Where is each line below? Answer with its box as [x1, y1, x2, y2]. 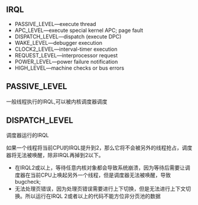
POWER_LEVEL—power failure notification [14, 58, 118, 65]
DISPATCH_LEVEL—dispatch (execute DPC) [14, 32, 122, 40]
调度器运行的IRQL [6, 132, 49, 139]
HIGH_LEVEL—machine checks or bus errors [14, 64, 125, 71]
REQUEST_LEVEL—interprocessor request [14, 51, 118, 58]
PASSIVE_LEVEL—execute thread [14, 20, 96, 27]
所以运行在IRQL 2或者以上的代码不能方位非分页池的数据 [25, 193, 161, 200]
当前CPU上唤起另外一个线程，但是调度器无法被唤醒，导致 [30, 171, 171, 179]
